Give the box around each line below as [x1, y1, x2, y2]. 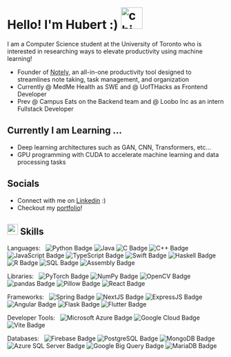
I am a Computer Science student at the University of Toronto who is [7, 39, 202, 48]
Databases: [7, 334, 40, 342]
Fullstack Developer [17, 104, 74, 113]
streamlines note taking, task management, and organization [17, 75, 190, 83]
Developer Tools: [7, 313, 56, 322]
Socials [7, 178, 40, 190]
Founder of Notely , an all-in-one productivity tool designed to [17, 68, 192, 76]
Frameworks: [7, 293, 45, 301]
